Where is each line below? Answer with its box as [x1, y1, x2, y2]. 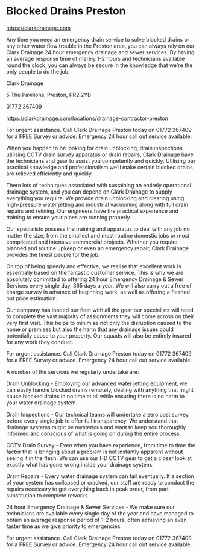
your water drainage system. [6, 399, 78, 406]
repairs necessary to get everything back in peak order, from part [6, 485, 169, 493]
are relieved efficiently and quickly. [6, 170, 93, 177]
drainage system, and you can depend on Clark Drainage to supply [6, 188, 173, 195]
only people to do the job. [6, 68, 71, 75]
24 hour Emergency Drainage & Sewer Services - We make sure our [6, 503, 175, 511]
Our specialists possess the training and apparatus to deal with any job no [6, 225, 190, 233]
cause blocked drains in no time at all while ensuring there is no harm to [6, 392, 185, 400]
